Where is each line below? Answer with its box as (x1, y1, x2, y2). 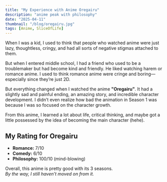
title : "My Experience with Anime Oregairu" (5, 7, 99, 13)
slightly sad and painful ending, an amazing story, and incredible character (5, 92, 159, 98)
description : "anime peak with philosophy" (5, 12, 97, 17)
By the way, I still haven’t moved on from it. (5, 170, 94, 176)
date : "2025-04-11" (5, 17, 46, 22)
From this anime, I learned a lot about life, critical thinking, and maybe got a (5, 112, 160, 118)
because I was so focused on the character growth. (5, 102, 111, 108)
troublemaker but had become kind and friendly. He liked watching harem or (5, 66, 162, 72)
